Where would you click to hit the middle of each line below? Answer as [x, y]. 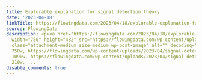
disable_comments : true [36, 68]
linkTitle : [20, 23]
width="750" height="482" [44, 40]
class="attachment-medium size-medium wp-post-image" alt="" [90, 46]
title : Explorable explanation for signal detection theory [83, 12]
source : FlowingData [32, 29]
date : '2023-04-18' [31, 17]
